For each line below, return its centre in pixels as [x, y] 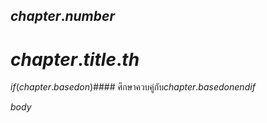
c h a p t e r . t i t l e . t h [75, 59]
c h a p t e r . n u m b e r [62, 16]
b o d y [21, 107]
